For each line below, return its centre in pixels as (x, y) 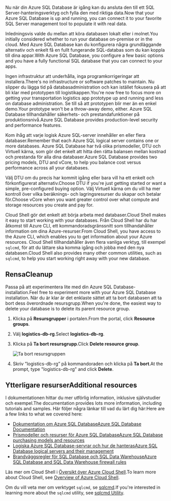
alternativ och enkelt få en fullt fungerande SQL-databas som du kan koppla (85, 50)
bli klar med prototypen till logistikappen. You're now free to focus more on (83, 92)
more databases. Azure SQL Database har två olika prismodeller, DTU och (83, 146)
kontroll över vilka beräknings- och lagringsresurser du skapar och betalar (83, 194)
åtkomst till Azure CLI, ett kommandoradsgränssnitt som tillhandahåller (80, 226)
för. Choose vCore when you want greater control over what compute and (82, 200)
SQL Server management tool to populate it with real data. (66, 24)
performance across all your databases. (47, 168)
